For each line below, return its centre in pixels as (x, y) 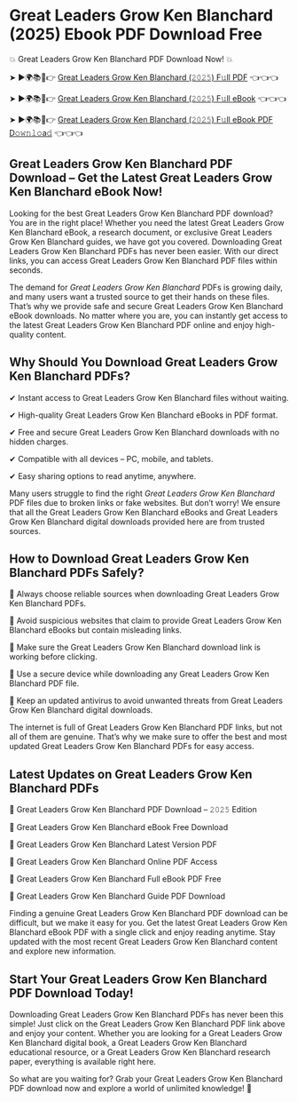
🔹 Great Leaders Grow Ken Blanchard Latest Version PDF (113, 844)
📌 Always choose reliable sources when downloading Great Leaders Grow (145, 594)
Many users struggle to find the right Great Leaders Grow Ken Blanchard (142, 493)
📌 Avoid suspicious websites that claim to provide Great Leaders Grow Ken (145, 621)
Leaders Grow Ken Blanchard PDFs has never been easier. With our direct (144, 251)
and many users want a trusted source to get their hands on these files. (140, 296)
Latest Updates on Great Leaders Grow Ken (131, 774)
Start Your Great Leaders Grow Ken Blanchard (138, 979)
